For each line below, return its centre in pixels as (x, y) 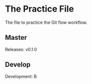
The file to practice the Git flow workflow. (46, 22)
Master (16, 38)
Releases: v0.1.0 (21, 49)
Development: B (21, 76)
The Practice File (39, 9)
